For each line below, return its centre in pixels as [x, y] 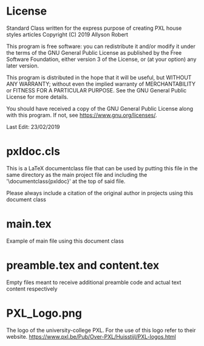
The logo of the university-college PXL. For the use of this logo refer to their [101, 330]
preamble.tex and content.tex [83, 265]
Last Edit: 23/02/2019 [33, 126]
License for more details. [37, 97]
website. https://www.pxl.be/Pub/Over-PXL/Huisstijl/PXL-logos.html [91, 336]
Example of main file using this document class [65, 241]
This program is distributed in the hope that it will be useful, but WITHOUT [99, 77]
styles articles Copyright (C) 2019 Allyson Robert [67, 34]
